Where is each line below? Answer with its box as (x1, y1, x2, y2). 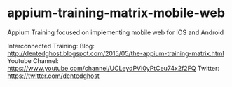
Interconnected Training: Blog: (7, 41, 95, 50)
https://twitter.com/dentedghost (7, 72, 100, 80)
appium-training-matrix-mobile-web (7, 5, 226, 21)
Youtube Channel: (7, 56, 60, 65)
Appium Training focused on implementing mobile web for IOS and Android (7, 28, 224, 36)
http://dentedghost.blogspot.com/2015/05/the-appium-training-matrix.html (7, 49, 224, 58)
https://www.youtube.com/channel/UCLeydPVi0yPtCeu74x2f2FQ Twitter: (7, 64, 219, 72)
